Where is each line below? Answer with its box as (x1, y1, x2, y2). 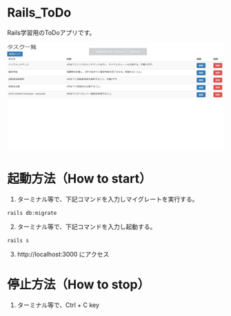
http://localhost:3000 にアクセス (17, 250, 110, 258)
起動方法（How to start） (7, 171, 152, 187)
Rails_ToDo (7, 5, 72, 21)
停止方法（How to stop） (7, 277, 150, 293)
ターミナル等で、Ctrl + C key (17, 301, 100, 309)
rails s (7, 237, 30, 244)
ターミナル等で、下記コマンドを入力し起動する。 (17, 222, 157, 231)
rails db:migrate (7, 209, 57, 216)
